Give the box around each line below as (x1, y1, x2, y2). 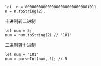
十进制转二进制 (5, 18, 36, 24)
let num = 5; (5, 28, 32, 33)
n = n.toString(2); (5, 9, 46, 14)
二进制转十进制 (5, 42, 36, 48)
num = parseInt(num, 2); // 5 (5, 56, 68, 61)
